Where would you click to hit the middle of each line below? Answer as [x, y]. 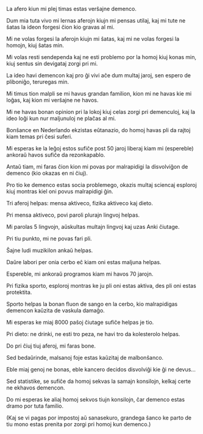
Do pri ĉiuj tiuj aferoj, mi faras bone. [51, 346]
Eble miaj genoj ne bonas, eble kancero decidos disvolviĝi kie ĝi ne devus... [101, 369]
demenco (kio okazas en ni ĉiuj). [47, 173]
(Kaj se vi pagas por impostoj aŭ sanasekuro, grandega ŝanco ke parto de [99, 418]
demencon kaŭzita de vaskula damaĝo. [55, 310]
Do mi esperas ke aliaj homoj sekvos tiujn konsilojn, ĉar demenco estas [95, 399]
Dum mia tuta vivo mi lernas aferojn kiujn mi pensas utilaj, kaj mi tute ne [96, 20]
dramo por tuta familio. [35, 406]
